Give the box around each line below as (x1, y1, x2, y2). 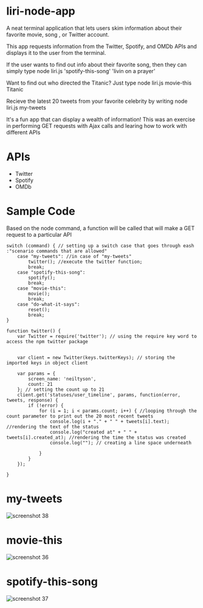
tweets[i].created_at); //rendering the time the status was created (6, 434, 187, 441)
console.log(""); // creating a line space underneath (49, 439, 191, 446)
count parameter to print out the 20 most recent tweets (6, 413, 154, 419)
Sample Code (6, 204, 75, 218)
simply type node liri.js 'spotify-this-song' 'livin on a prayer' (6, 67, 156, 74)
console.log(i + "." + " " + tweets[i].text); (49, 418, 170, 424)
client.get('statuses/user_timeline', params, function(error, (17, 391, 181, 398)
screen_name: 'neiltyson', (28, 376, 97, 382)
